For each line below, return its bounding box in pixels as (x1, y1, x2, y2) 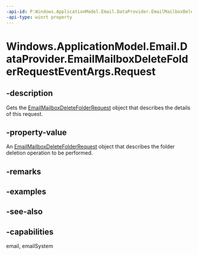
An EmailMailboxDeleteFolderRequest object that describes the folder (6, 143, 175, 150)
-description (6, 88, 53, 98)
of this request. (6, 110, 43, 117)
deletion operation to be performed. (6, 149, 93, 157)
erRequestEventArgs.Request (6, 64, 156, 78)
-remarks (6, 166, 41, 176)
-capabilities (6, 227, 54, 237)
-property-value (6, 127, 67, 137)
